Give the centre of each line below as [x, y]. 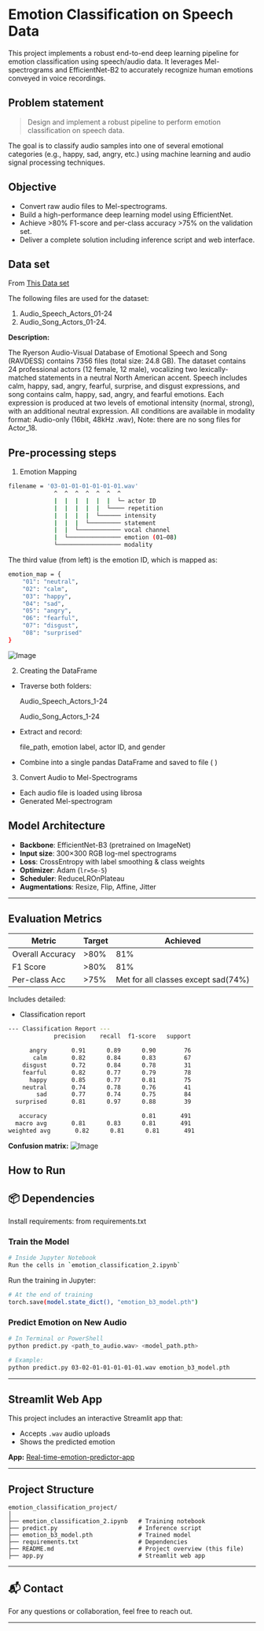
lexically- [214, 370]
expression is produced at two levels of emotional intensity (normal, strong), [132, 403]
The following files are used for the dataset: [79, 299]
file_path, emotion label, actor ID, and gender [92, 747]
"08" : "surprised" [52, 633]
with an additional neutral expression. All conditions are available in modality [132, 411]
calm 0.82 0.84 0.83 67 [112, 1058]
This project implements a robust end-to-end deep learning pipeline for [124, 53]
